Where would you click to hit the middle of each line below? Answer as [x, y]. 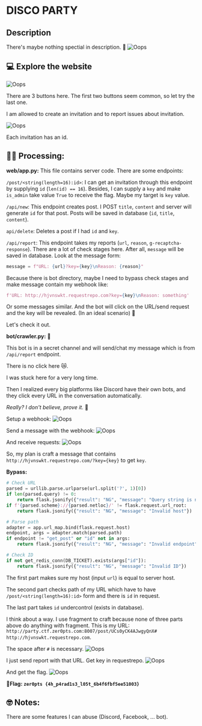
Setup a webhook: [29, 419]
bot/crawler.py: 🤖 [29, 337]
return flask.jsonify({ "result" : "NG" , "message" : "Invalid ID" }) [102, 566]
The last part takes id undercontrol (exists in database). [75, 607]
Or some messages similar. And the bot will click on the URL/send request [98, 307]
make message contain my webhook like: [57, 284]
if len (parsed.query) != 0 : [41, 494]
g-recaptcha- [166, 243]
